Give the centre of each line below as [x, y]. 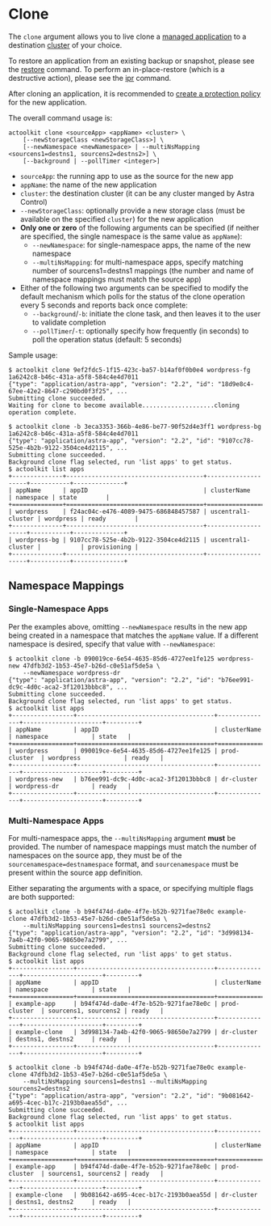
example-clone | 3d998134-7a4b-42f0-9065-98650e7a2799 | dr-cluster [137, 1032]
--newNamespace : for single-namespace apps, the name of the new [142, 244]
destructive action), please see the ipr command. [90, 78]
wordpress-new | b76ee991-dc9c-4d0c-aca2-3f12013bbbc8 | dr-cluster [137, 779]
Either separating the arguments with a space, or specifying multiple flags [131, 888]
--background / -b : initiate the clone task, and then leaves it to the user [146, 313]
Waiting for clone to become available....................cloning [124, 405]
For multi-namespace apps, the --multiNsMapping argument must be [122, 838]
